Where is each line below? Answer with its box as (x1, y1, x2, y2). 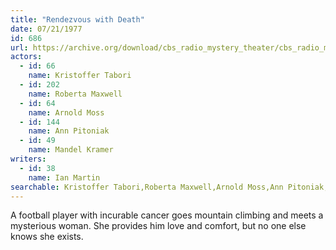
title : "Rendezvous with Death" (10, 14, 145, 25)
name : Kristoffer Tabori (28, 71, 132, 81)
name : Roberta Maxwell (28, 89, 123, 99)
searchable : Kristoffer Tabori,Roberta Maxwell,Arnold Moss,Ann (10, 182, 284, 192)
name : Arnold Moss (28, 107, 105, 118)
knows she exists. (10, 231, 84, 243)
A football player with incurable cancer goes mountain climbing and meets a (10, 209, 324, 221)
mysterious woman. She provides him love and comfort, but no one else (10, 220, 307, 232)
